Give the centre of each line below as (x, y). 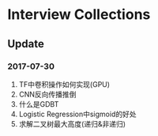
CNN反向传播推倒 (47, 94)
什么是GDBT (39, 104)
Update (26, 44)
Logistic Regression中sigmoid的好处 (77, 114)
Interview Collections (79, 15)
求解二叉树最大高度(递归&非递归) (72, 123)
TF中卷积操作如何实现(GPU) (64, 84)
